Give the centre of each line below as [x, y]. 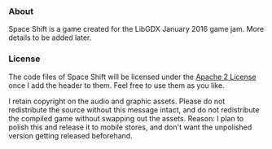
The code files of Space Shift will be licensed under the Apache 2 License [132, 77]
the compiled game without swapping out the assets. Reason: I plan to [126, 118]
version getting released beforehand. [70, 135]
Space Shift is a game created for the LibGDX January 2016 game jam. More [136, 29]
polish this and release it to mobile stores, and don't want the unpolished [130, 127]
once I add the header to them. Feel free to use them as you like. [117, 85]
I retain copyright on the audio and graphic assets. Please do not [117, 101]
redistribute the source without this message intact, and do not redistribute [134, 110]
